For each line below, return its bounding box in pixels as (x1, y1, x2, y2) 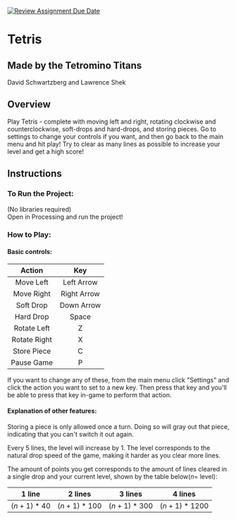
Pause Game (11, 357, 53, 367)
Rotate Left (13, 323, 51, 333)
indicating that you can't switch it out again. (7, 430, 134, 438)
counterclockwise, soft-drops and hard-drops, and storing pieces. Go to (7, 124, 217, 133)
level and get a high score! (7, 147, 85, 155)
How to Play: (7, 230, 51, 240)
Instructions (7, 168, 62, 180)
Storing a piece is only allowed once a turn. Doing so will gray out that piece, (7, 422, 230, 430)
